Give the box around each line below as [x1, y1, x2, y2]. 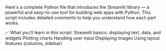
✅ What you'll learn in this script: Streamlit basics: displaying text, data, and [5, 30, 161, 35]
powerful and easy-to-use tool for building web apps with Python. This [5, 9, 151, 15]
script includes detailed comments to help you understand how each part [5, 15, 156, 20]
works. [5, 20, 19, 26]
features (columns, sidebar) [5, 41, 62, 46]
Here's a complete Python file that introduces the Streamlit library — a [5, 4, 149, 10]
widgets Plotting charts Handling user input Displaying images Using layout [5, 35, 160, 41]
